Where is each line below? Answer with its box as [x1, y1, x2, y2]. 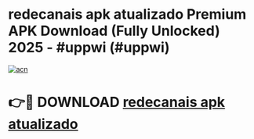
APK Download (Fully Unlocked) [8, 22, 221, 40]
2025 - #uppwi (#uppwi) [8, 39, 170, 56]
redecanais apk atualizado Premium [8, 5, 247, 23]
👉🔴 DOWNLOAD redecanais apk [8, 94, 226, 111]
